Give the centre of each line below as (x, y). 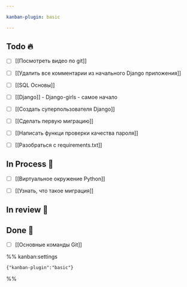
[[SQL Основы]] (35, 85)
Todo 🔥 (20, 46)
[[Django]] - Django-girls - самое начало (66, 97)
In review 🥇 (27, 210)
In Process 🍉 (30, 164)
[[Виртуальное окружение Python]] (60, 179)
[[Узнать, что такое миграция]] (54, 191)
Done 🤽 (20, 230)
